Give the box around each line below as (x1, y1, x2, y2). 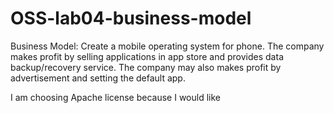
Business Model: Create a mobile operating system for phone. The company (10, 40, 325, 52)
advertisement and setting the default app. (10, 72, 186, 84)
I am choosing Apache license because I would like (10, 91, 221, 103)
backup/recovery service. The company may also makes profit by (10, 61, 282, 73)
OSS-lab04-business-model (10, 7, 252, 30)
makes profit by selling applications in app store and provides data (10, 50, 284, 62)
